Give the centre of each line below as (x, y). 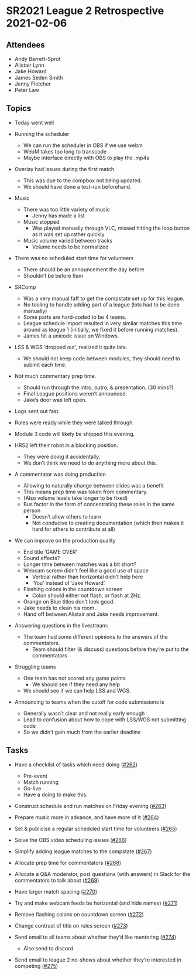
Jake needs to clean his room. (60, 608)
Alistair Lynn (30, 65)
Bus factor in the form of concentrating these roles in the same (99, 504)
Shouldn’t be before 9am (53, 275)
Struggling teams (35, 667)
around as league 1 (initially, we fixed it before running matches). (101, 329)
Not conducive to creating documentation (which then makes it (108, 523)
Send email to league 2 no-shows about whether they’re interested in (98, 960)
